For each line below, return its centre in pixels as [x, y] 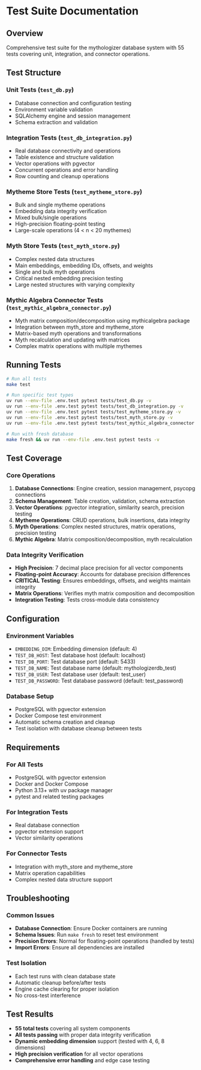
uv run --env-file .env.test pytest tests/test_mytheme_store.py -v [94, 412]
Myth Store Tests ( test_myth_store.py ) [63, 246]
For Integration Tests [37, 813]
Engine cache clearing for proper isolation [67, 989]
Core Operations [31, 475]
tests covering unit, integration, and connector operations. [78, 54]
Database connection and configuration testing [73, 103]
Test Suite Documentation [73, 11]
